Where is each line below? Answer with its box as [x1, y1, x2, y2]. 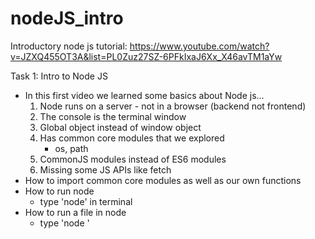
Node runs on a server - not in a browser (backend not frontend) [39, 100, 307, 112]
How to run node [24, 185, 95, 197]
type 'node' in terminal [39, 195, 133, 207]
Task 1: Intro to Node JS [10, 70, 108, 82]
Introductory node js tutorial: [10, 40, 128, 52]
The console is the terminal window [39, 110, 187, 122]
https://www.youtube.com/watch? [129, 40, 270, 52]
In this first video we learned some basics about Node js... [24, 89, 265, 101]
